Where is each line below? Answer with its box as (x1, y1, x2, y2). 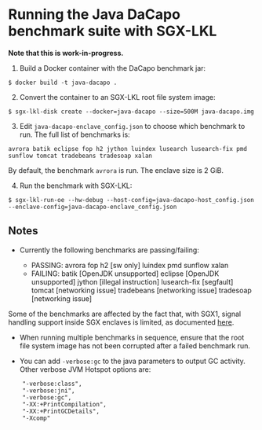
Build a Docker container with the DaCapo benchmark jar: (19, 63, 206, 72)
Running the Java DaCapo (8, 6, 180, 24)
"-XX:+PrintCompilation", (22, 400, 107, 408)
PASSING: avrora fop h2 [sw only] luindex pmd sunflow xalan (31, 260, 229, 270)
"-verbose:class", (22, 380, 82, 388)
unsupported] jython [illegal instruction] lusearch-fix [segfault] (31, 277, 234, 286)
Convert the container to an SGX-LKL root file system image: (19, 92, 216, 101)
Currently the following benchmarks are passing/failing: (19, 245, 200, 255)
